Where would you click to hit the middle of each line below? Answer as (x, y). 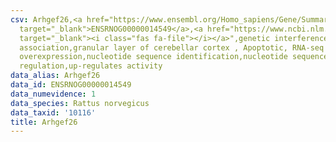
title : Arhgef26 (44, 122)
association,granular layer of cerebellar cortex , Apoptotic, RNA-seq (172, 47)
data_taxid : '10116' (53, 112)
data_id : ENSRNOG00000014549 (71, 85)
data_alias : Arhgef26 (55, 76)
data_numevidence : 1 (53, 94)
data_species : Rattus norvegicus (80, 103)
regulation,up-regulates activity (91, 66)
